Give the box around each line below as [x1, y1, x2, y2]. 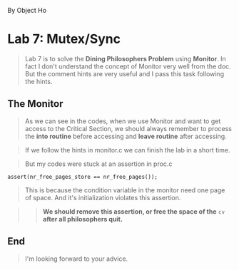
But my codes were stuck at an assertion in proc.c [24, 160, 173, 168]
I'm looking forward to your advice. [24, 254, 128, 263]
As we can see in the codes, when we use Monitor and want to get [24, 117, 221, 125]
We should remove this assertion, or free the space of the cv [42, 207, 225, 216]
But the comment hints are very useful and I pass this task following [24, 69, 225, 78]
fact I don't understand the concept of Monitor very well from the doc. [24, 62, 232, 71]
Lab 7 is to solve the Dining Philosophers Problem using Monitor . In [24, 54, 226, 63]
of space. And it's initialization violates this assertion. [24, 193, 181, 202]
